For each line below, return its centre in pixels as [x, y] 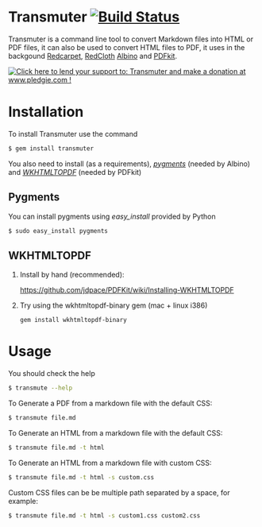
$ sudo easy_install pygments [58, 231]
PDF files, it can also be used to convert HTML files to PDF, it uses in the [127, 47]
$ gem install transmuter [51, 148]
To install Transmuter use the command [73, 134]
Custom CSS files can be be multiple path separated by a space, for [119, 492]
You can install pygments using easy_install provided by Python [112, 216]
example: [23, 501]
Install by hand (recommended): [72, 275]
